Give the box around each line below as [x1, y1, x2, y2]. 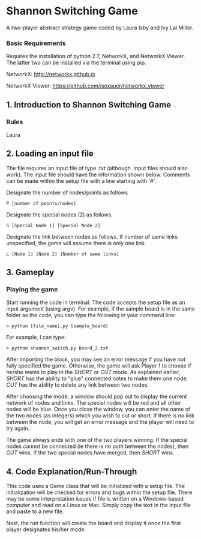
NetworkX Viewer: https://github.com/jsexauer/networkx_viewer [6, 82, 165, 89]
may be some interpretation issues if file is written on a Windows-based [6, 495, 184, 502]
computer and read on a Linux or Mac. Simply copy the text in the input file [6, 502, 191, 509]
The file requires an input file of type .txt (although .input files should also [6, 164, 188, 171]
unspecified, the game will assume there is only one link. [6, 239, 146, 246]
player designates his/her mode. [6, 526, 86, 533]
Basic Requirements [6, 39, 66, 47]
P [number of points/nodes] [6, 200, 77, 206]
